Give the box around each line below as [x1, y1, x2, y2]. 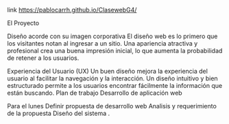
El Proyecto [7, 19, 40, 27]
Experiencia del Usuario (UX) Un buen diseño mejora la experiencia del [7, 67, 208, 75]
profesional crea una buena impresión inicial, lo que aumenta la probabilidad [7, 47, 223, 55]
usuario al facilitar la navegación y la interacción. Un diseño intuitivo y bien [7, 74, 218, 82]
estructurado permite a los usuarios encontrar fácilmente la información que [7, 82, 223, 89]
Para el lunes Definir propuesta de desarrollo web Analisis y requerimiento [7, 102, 217, 110]
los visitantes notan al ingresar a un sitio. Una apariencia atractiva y [7, 40, 198, 47]
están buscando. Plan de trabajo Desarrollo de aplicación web [7, 89, 183, 97]
